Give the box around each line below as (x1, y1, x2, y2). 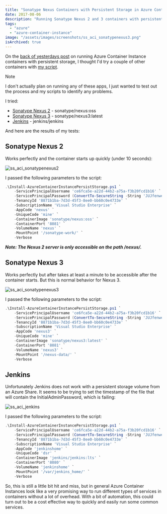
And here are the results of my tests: (5, 128, 80, 134)
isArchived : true (5, 40, 41, 45)
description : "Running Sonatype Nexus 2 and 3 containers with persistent (5, 16, 164, 21)
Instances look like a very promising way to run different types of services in (5, 488, 162, 494)
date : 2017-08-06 (5, 12, 41, 17)
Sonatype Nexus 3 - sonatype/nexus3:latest (12, 113, 103, 119)
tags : (5, 21, 16, 26)
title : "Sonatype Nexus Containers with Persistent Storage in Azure (5, 7, 153, 12)
